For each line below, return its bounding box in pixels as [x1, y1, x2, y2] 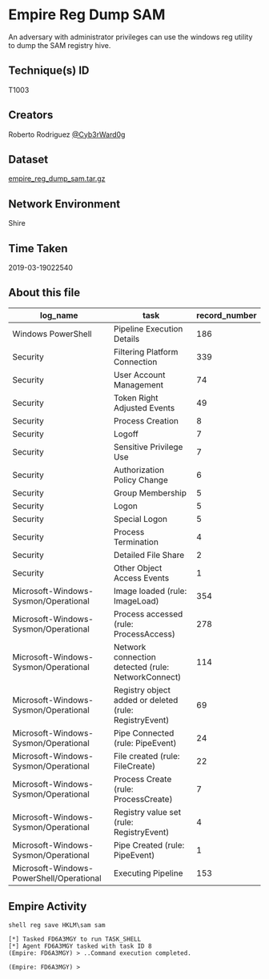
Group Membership [113, 487, 187, 498]
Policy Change [113, 474, 168, 485]
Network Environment [8, 197, 121, 211]
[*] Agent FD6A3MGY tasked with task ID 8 [8, 942, 152, 950]
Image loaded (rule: [113, 585, 187, 596]
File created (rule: [113, 750, 180, 761]
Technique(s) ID [8, 64, 90, 78]
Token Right [113, 392, 159, 403]
